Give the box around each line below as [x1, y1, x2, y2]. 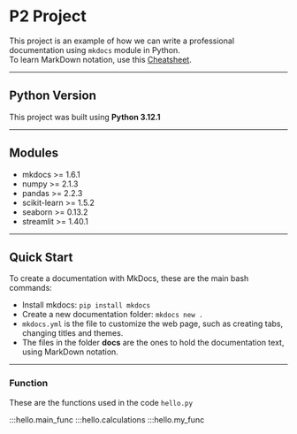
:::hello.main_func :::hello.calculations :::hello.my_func [9, 414, 205, 425]
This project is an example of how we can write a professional [9, 35, 235, 46]
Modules [9, 146, 59, 161]
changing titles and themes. [21, 328, 124, 339]
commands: [9, 283, 53, 293]
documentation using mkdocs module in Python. [9, 44, 180, 55]
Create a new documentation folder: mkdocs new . [21, 309, 203, 320]
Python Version [9, 88, 97, 103]
